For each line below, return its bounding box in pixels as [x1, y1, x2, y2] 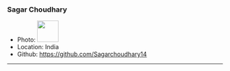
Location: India [16, 43, 60, 51]
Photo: [16, 35, 36, 44]
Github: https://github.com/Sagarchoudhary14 [16, 50, 147, 59]
